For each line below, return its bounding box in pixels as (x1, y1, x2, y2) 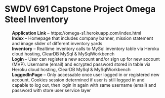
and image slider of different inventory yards (11, 40, 103, 46)
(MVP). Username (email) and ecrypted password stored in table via (11, 61, 151, 67)
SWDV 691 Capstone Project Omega (4, 3, 156, 15)
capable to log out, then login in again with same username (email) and (11, 82, 157, 88)
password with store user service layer (11, 87, 91, 93)
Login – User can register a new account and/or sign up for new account (11, 56, 160, 62)
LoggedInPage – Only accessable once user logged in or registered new (11, 72, 160, 77)
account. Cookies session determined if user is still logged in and (11, 77, 145, 83)
